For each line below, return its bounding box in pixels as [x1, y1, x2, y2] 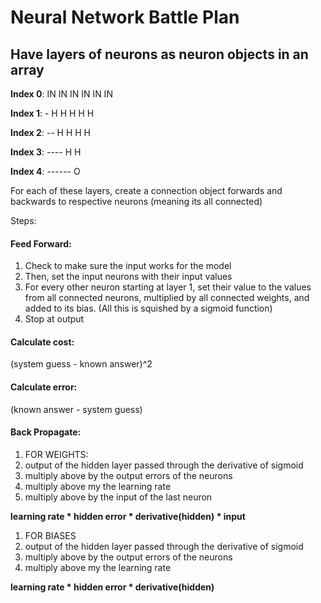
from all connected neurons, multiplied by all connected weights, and [24, 292, 310, 304]
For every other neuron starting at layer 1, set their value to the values [24, 281, 312, 293]
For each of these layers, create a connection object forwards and [10, 185, 283, 196]
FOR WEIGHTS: [24, 448, 89, 460]
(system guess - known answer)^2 [10, 358, 153, 370]
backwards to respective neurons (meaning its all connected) [10, 196, 263, 207]
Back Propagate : [10, 426, 82, 438]
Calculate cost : [10, 336, 75, 348]
